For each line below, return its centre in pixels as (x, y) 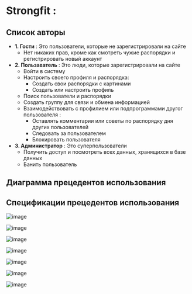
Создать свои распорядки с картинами (81, 84)
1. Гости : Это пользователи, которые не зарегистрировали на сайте (100, 46)
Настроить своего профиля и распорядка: (76, 77)
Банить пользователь (50, 164)
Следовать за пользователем (69, 133)
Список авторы (36, 32)
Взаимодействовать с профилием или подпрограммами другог (103, 108)
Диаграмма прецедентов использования (86, 183)
